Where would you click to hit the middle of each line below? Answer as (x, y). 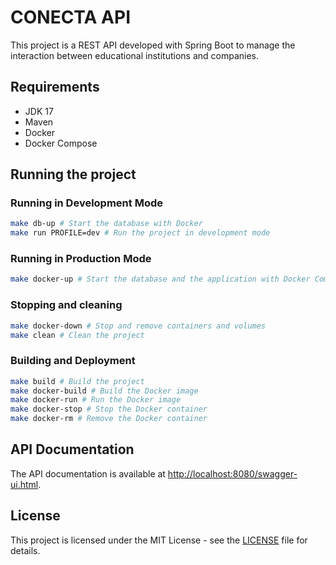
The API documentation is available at (88, 473)
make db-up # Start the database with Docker (106, 224)
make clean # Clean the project (77, 335)
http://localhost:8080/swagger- (232, 473)
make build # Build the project (77, 381)
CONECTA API (70, 17)
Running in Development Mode (86, 203)
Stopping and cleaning (66, 305)
